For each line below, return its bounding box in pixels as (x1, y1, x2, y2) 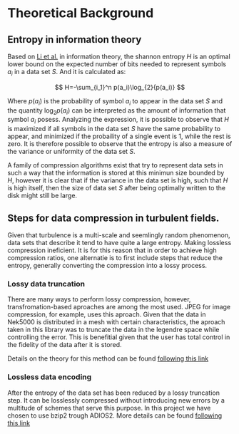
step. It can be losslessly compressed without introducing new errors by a (7, 396, 225, 404)
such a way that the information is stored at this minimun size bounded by (7, 169, 225, 177)
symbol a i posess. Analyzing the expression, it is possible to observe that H (7, 115, 230, 125)
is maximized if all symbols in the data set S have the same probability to (7, 125, 221, 133)
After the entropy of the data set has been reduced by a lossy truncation (7, 388, 220, 397)
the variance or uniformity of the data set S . (7, 148, 136, 156)
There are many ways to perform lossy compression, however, (7, 295, 191, 304)
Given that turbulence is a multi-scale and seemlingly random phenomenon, (7, 231, 230, 239)
